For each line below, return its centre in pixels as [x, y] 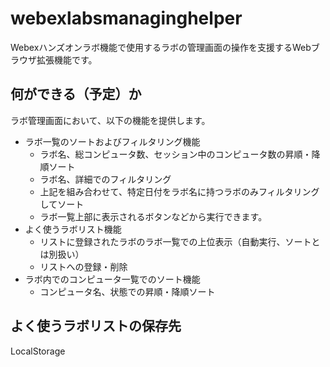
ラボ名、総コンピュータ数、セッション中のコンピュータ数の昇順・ [175, 154]
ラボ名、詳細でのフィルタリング [105, 179]
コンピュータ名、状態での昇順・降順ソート [127, 291]
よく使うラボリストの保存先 [96, 326]
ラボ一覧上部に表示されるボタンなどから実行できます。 [153, 216]
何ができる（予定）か [76, 94]
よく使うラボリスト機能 [73, 229]
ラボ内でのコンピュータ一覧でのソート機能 [112, 279]
